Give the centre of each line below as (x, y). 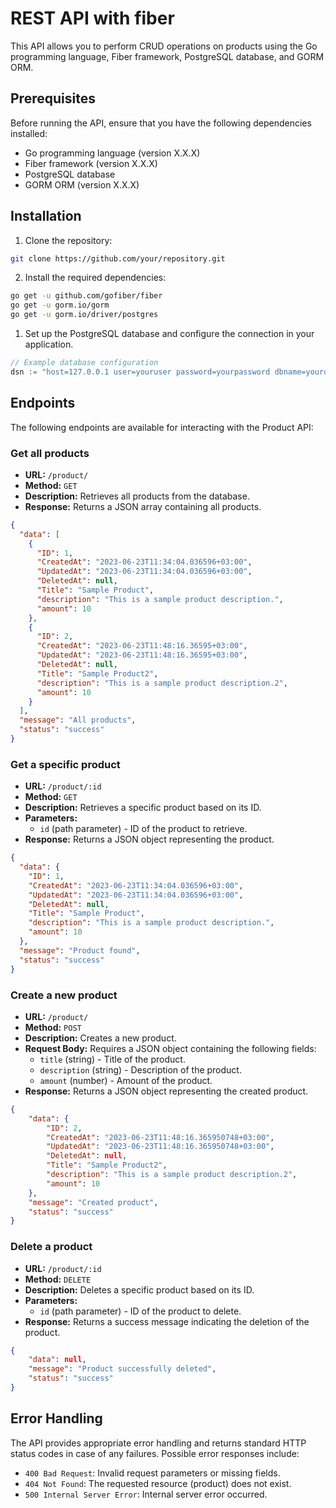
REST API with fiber (92, 18)
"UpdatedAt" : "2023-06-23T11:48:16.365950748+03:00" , (160, 1147)
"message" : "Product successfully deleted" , (122, 1369)
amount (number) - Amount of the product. (126, 1080)
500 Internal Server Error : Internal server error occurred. (146, 1494)
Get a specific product (65, 764)
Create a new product (64, 995)
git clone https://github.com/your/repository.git (118, 258)
